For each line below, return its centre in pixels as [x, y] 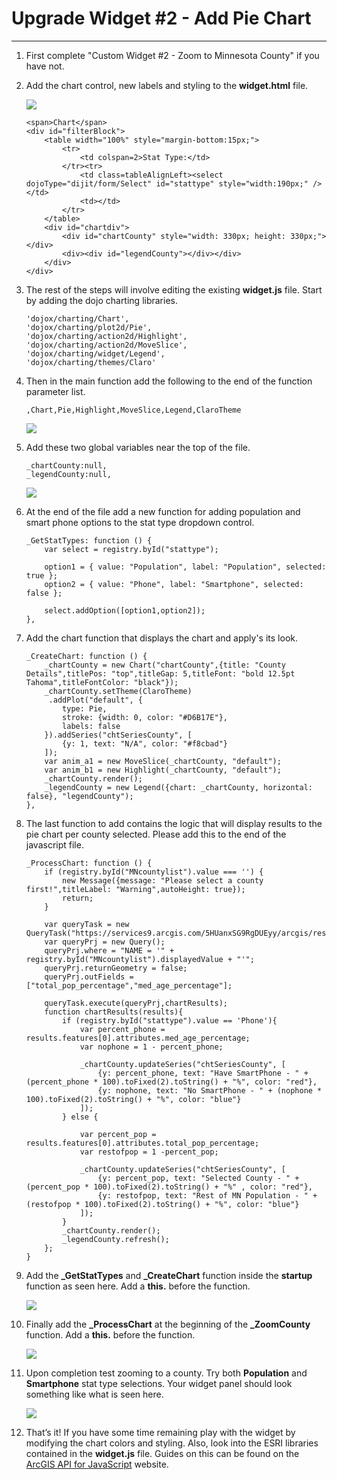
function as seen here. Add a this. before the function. [138, 1286]
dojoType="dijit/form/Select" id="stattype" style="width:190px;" [167, 183]
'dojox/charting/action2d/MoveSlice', [106, 345]
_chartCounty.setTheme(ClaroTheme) [118, 691]
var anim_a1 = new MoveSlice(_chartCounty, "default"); [163, 761]
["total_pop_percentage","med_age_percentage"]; [129, 985]
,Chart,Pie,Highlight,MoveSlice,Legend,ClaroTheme [133, 410]
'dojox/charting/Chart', [77, 318]
